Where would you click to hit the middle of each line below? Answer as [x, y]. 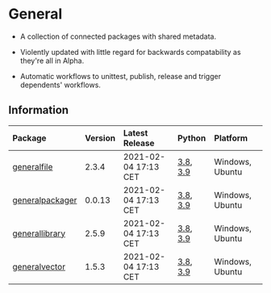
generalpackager [45, 200]
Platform [231, 138]
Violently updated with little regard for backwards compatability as [130, 52]
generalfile [33, 166]
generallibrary [39, 233]
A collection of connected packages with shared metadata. [118, 36]
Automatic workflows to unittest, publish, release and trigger [121, 76]
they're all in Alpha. [52, 61]
